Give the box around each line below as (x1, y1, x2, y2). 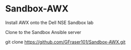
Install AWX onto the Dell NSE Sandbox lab (5, 19, 94, 25)
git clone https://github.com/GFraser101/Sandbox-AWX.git (5, 38, 126, 45)
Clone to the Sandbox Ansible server (5, 29, 82, 35)
